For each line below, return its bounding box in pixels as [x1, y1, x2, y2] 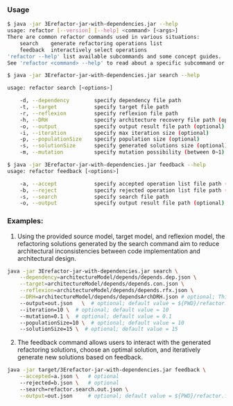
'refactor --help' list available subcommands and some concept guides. [7, 53, 222, 60]
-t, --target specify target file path [19, 104, 169, 111]
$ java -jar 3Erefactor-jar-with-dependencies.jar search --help [7, 72, 200, 79]
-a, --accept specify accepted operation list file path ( [19, 180, 228, 187]
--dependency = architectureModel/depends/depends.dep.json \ [19, 274, 197, 281]
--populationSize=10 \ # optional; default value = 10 [19, 319, 185, 326]
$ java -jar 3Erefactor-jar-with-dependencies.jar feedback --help [7, 161, 207, 168]
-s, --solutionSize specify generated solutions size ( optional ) [19, 143, 228, 149]
